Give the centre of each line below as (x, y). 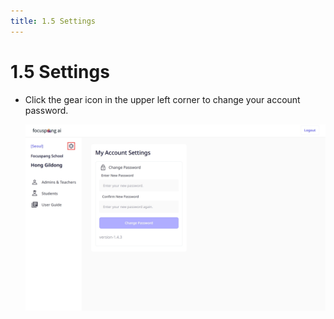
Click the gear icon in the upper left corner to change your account (162, 99)
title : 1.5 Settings (53, 21)
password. (46, 110)
